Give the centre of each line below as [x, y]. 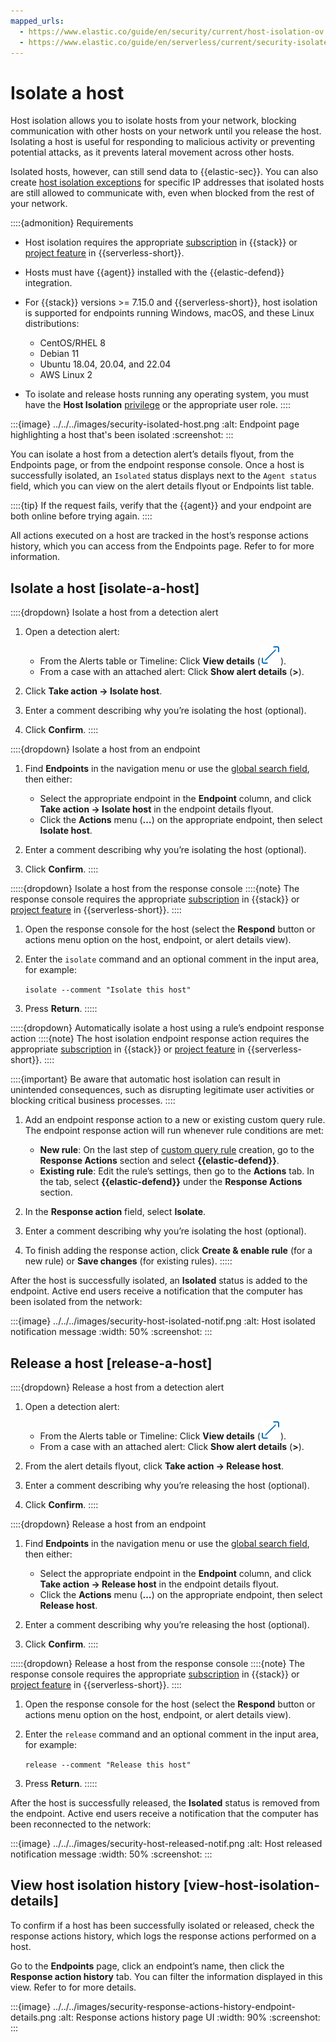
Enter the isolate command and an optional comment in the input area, [171, 959]
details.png [33, 2017]
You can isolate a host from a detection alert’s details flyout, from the [152, 454]
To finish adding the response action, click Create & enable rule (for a [168, 1251]
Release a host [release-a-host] [111, 1363]
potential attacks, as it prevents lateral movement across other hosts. [152, 152]
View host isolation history [95, 1885]
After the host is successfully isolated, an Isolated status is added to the [159, 1281]
